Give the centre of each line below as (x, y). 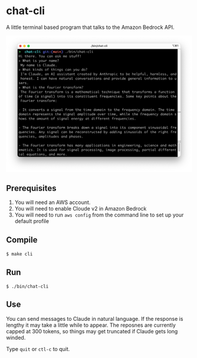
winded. (16, 337)
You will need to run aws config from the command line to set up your (99, 215)
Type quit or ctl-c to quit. (38, 349)
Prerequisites (31, 188)
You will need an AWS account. (52, 202)
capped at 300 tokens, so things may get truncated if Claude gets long (92, 331)
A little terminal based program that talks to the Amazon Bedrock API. (90, 27)
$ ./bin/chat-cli (27, 287)
